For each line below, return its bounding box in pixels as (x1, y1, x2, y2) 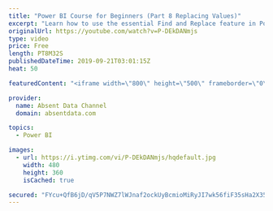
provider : (8, 94, 42, 102)
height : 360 (23, 168, 63, 177)
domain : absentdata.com (15, 109, 96, 118)
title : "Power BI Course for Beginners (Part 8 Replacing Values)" (8, 11, 242, 20)
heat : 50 (8, 65, 38, 73)
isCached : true (23, 176, 75, 184)
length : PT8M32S (8, 50, 63, 58)
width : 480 (23, 161, 60, 169)
